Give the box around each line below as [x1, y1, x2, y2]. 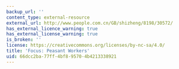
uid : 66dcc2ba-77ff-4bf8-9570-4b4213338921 [6, 53, 117, 59]
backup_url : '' [6, 8, 44, 15]
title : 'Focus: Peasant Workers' [6, 48, 90, 54]
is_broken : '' [6, 37, 42, 43]
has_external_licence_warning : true [6, 25, 98, 32]
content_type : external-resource [6, 14, 90, 20]
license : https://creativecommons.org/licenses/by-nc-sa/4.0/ [6, 43, 165, 49]
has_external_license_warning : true [6, 31, 98, 37]
